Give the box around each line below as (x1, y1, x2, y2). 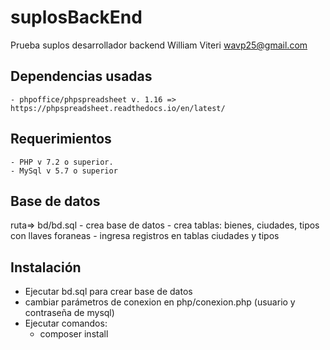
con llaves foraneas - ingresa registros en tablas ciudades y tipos (10, 230, 280, 242)
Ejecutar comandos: (24, 317, 108, 330)
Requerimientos (10, 131, 112, 148)
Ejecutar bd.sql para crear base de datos (24, 286, 193, 298)
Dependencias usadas (10, 68, 153, 85)
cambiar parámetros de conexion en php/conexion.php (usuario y (24, 296, 296, 308)
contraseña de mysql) (24, 307, 115, 319)
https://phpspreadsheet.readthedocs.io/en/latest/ (10, 103, 226, 113)
